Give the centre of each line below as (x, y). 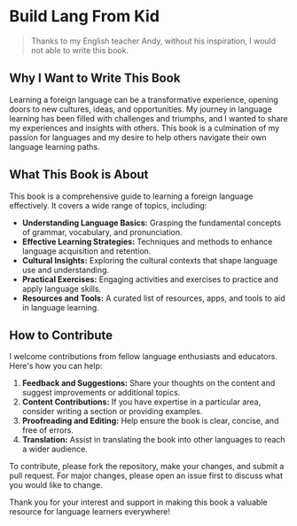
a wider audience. (55, 449)
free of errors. (47, 430)
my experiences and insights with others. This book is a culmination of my (145, 128)
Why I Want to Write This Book (95, 79)
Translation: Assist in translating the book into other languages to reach (153, 440)
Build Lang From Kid (84, 16)
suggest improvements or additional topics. (101, 393)
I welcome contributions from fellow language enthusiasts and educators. (143, 357)
